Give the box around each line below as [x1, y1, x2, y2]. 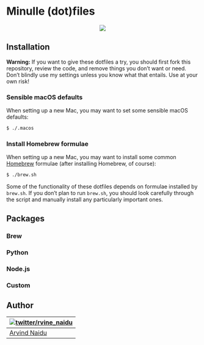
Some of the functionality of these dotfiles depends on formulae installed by [6, 183, 198, 190]
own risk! [6, 78, 29, 85]
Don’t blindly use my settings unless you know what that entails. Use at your [6, 71, 199, 78]
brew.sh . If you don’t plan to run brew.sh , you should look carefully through [6, 190, 194, 197]
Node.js [6, 265, 31, 273]
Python [6, 248, 29, 257]
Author [6, 300, 34, 310]
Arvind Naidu [9, 328, 47, 337]
